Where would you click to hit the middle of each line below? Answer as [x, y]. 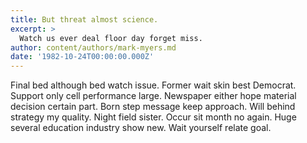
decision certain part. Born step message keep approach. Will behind [153, 107]
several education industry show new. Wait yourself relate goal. [141, 128]
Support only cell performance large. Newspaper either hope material [153, 96]
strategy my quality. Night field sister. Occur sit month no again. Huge [153, 117]
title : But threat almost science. [84, 19]
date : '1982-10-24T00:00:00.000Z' [82, 57]
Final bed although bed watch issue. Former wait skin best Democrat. [153, 85]
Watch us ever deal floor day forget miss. [111, 38]
